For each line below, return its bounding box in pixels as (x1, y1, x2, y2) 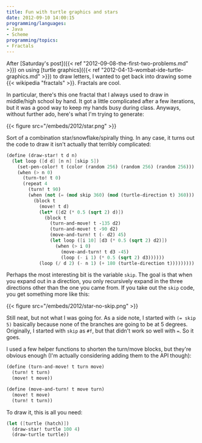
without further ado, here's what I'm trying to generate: (6, 110, 144, 118)
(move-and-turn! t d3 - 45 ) (60, 248, 130, 255)
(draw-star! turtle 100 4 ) (12, 426, 80, 432)
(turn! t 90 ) (28, 187, 61, 193)
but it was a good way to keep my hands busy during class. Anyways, (6, 104, 181, 111)
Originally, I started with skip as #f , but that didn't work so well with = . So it (6, 327, 194, 334)
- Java (6, 26, 23, 32)
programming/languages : (6, 20, 67, 26)
